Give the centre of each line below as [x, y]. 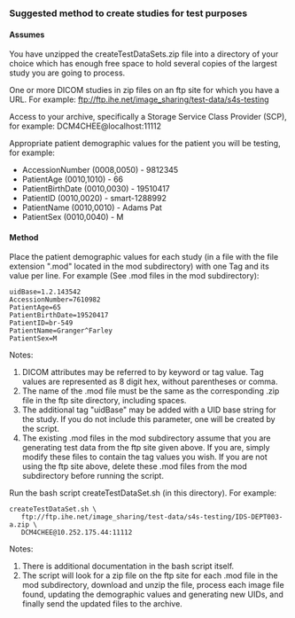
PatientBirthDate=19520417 [59, 316]
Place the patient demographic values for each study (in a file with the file [144, 257]
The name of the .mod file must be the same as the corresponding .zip [151, 391]
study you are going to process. [67, 73]
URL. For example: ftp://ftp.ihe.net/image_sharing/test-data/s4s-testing [139, 99]
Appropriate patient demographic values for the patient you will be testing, [145, 144]
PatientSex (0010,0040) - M [73, 217]
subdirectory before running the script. [93, 476]
